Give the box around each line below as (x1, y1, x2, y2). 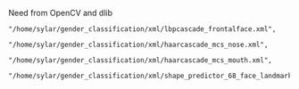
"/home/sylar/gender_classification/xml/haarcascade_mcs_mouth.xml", (8, 56, 273, 65)
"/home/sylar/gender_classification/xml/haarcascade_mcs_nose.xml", (8, 40, 269, 49)
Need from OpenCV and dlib (8, 8, 113, 18)
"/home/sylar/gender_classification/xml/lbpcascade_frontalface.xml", (8, 25, 277, 34)
